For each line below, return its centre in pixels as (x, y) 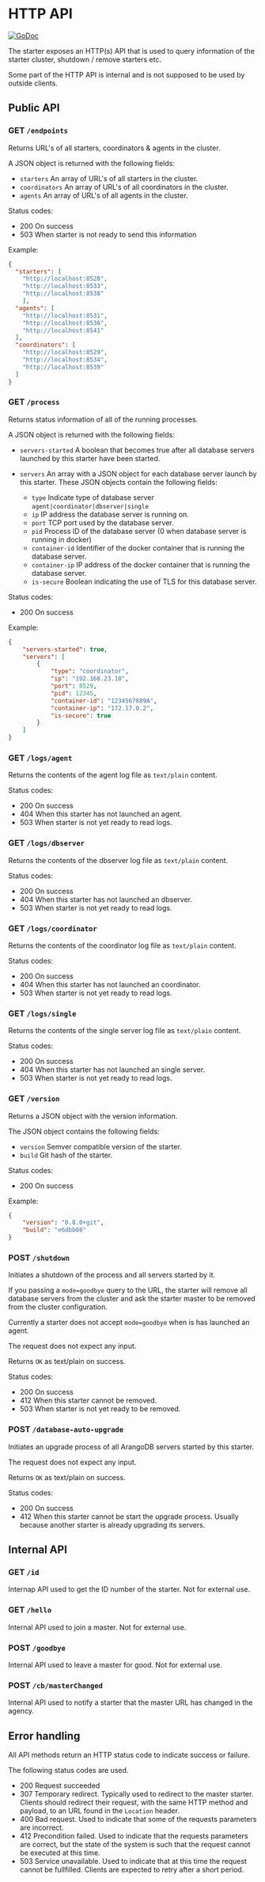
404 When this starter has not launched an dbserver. (106, 899)
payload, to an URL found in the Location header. (100, 1811)
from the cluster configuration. (58, 1307)
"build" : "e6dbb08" (55, 1230)
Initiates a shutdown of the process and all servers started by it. (112, 1275)
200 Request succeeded (60, 1785)
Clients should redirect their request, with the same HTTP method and (134, 1802)
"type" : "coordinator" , (89, 672)
